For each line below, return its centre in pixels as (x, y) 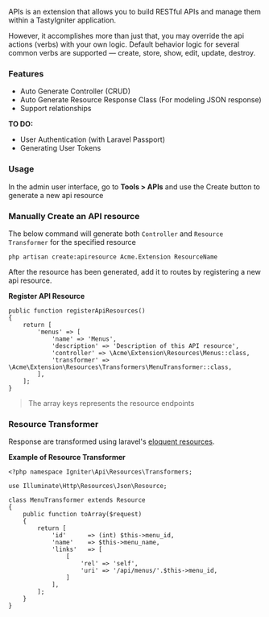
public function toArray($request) (83, 515)
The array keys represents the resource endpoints (111, 403)
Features (26, 73)
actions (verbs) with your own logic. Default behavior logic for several (124, 44)
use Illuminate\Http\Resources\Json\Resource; (88, 487)
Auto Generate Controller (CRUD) (75, 91)
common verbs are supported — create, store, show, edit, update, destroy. (132, 53)
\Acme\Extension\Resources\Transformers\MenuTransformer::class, (120, 367)
